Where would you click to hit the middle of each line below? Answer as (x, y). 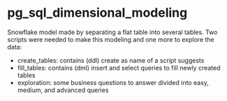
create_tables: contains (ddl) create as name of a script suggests (111, 60)
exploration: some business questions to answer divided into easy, (113, 82)
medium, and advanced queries (63, 90)
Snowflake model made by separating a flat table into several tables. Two (112, 32)
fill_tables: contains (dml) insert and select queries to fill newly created (119, 68)
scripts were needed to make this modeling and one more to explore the (111, 39)
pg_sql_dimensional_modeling (97, 13)
